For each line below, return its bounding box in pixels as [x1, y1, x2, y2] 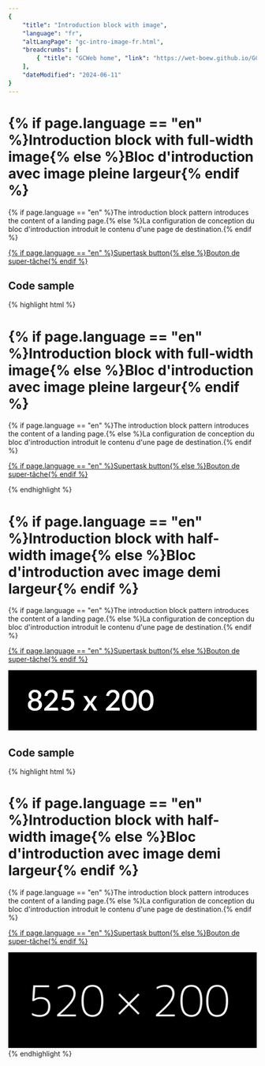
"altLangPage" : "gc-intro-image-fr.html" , [22, 38, 164, 46]
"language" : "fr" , [22, 29, 83, 37]
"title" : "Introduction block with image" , [22, 21, 168, 29]
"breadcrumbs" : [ [22, 46, 80, 54]
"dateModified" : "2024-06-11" [22, 71, 122, 79]
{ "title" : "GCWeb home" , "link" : [36, 54, 150, 62]
